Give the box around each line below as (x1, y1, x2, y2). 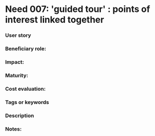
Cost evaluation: (5, 85, 46, 92)
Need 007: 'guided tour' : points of (5, 3, 151, 15)
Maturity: (5, 72, 28, 79)
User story (5, 32, 31, 39)
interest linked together (5, 14, 104, 25)
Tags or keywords (5, 99, 50, 106)
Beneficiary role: (5, 45, 46, 52)
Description (5, 112, 34, 119)
